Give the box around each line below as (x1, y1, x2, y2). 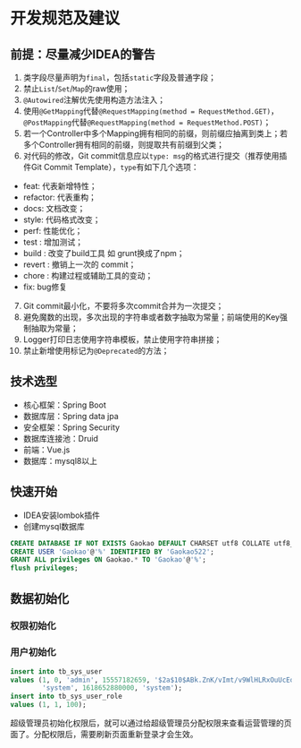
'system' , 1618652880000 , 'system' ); (42, 684, 182, 692)
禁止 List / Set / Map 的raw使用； (22, 83, 130, 94)
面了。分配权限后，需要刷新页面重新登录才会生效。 (10, 729, 198, 740)
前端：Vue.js (22, 444, 71, 455)
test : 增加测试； (22, 236, 84, 247)
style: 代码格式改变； (22, 214, 101, 225)
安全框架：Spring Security (22, 422, 120, 433)
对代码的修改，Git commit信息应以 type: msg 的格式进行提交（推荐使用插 (22, 150, 288, 161)
